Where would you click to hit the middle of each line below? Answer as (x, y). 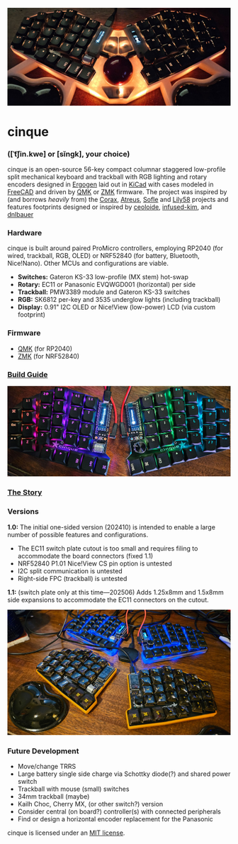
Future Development (43, 750)
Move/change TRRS (47, 767)
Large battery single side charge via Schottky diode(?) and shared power (124, 774)
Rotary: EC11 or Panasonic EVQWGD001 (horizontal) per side (107, 285)
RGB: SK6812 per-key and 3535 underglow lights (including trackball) (119, 300)
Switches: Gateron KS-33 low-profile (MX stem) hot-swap (103, 277)
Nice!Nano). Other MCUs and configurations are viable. (88, 264)
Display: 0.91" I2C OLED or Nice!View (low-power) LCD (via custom (117, 307)
